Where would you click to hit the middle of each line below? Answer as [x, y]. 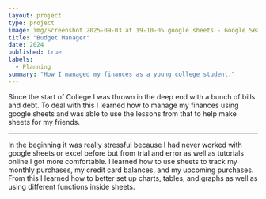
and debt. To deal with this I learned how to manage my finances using [123, 105]
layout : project [35, 15]
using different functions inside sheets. [72, 186]
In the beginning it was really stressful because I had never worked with [125, 145]
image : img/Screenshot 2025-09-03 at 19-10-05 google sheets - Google [127, 30]
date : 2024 [26, 45]
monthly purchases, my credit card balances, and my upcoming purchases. [131, 170]
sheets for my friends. [44, 122]
